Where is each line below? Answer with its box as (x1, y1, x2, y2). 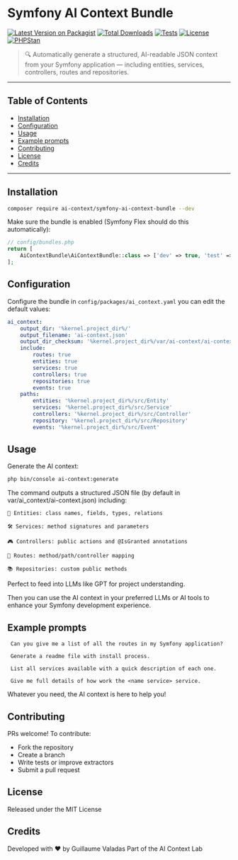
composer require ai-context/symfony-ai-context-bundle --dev (7, 205, 195, 212)
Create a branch (17, 750, 65, 759)
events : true (33, 384, 72, 391)
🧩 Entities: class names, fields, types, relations (7, 510, 163, 517)
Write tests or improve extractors (17, 758, 114, 766)
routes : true (33, 351, 72, 358)
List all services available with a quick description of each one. (10, 665, 217, 672)
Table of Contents (7, 95, 89, 107)
